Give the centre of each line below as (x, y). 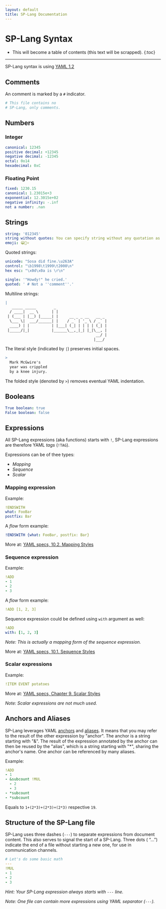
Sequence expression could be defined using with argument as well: (75, 619)
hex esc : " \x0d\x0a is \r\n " (35, 270)
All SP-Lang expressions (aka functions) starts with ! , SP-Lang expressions (82, 440)
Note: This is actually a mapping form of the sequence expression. (73, 642)
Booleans (20, 396)
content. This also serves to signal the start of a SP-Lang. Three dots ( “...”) (82, 840)
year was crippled (29, 367)
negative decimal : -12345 (32, 157)
